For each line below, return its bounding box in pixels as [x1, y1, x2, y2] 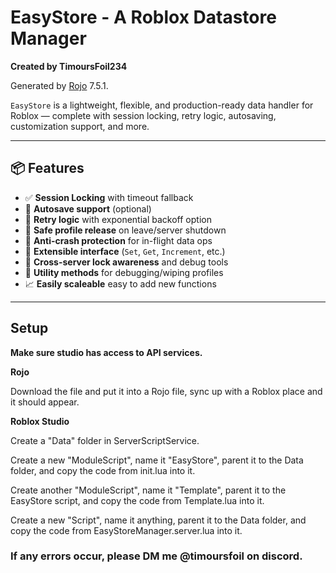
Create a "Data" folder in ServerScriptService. [10, 434, 200, 446]
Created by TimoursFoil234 [10, 60, 128, 72]
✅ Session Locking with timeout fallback [24, 191, 194, 203]
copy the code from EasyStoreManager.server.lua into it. [10, 524, 243, 536]
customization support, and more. [10, 120, 150, 132]
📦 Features [10, 160, 85, 177]
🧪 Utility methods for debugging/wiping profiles [24, 266, 224, 278]
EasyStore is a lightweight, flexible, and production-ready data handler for [10, 99, 314, 111]
